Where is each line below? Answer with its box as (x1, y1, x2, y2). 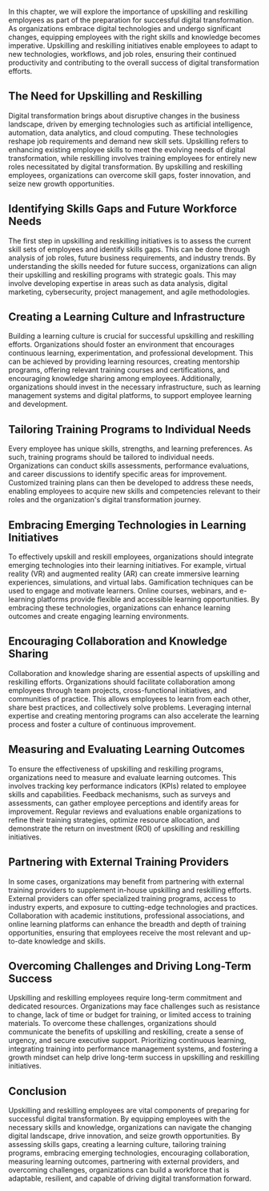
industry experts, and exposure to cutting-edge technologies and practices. (8, 902, 259, 911)
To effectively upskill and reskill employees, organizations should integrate (8, 552, 254, 561)
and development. (8, 400, 68, 409)
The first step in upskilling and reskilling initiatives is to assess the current (8, 235, 251, 245)
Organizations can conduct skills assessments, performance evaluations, (8, 461, 250, 471)
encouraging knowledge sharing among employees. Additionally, (8, 374, 223, 384)
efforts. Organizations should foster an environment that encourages (8, 340, 235, 349)
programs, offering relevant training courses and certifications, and (8, 365, 230, 375)
